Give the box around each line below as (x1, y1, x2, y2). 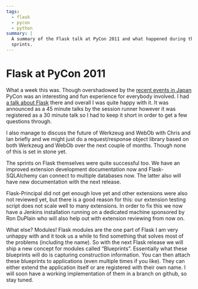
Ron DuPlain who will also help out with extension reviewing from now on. (6, 215, 185, 222)
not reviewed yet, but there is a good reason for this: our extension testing (6, 196, 186, 203)
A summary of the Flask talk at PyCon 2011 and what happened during (11, 36, 186, 42)
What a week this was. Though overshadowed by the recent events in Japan (6, 86, 192, 93)
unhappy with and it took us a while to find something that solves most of (6, 232, 184, 239)
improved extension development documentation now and (6, 166, 148, 173)
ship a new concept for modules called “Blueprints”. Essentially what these (6, 245, 187, 252)
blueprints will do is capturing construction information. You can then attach (6, 251, 190, 258)
